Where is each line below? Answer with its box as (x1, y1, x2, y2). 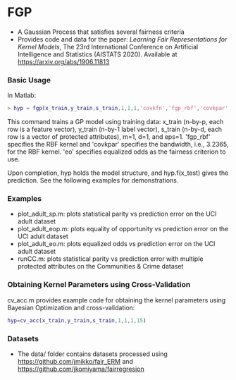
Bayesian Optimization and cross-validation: (7, 303, 135, 312)
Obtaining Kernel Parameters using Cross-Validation (7, 280, 191, 290)
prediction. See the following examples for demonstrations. (7, 176, 179, 185)
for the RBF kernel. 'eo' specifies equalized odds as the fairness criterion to (7, 147, 226, 156)
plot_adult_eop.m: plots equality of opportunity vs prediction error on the (17, 225, 229, 233)
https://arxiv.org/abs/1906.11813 (17, 57, 110, 66)
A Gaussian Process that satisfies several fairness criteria (17, 27, 185, 36)
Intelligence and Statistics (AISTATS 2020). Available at (17, 50, 178, 59)
